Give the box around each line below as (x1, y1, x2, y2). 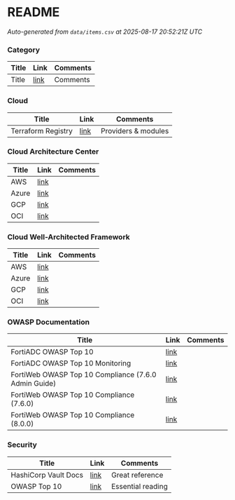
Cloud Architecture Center (7, 147, 99, 156)
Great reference (111, 470, 164, 480)
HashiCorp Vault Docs (10, 470, 84, 480)
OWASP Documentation (7, 317, 90, 327)
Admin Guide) (10, 379, 57, 388)
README (7, 4, 60, 20)
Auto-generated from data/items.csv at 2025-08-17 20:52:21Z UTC (7, 27, 203, 36)
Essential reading (111, 481, 168, 491)
